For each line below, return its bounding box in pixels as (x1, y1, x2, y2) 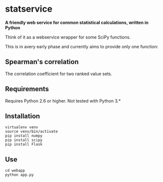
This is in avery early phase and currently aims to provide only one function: (5, 43, 159, 49)
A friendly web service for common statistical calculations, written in (5, 20, 149, 25)
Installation (5, 112, 40, 120)
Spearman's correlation (5, 58, 79, 66)
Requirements (5, 85, 49, 93)
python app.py (5, 172, 34, 178)
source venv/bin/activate (5, 129, 58, 134)
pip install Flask (5, 142, 43, 147)
